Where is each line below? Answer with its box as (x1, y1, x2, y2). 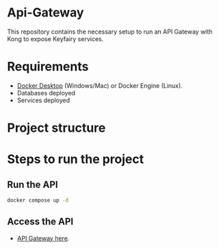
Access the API (7, 216, 74, 228)
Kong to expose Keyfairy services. (7, 34, 104, 43)
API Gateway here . (16, 234, 70, 242)
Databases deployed (16, 88, 75, 97)
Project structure (7, 120, 106, 136)
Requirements (7, 59, 89, 75)
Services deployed (16, 96, 70, 104)
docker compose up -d (7, 197, 69, 204)
